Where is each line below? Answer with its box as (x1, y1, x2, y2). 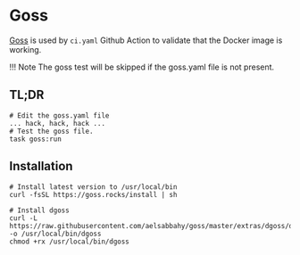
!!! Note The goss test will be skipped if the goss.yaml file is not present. (9, 62, 275, 72)
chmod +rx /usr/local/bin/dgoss (9, 237, 129, 246)
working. (9, 44, 42, 54)
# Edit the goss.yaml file (9, 111, 110, 120)
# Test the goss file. (9, 127, 94, 136)
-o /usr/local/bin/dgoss (9, 229, 102, 238)
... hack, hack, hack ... (9, 119, 105, 127)
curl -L (9, 213, 38, 223)
